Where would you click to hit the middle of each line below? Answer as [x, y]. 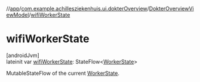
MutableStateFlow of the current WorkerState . [63, 73]
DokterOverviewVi [171, 9]
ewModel [18, 15]
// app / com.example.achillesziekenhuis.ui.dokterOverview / [78, 9]
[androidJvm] [23, 55]
